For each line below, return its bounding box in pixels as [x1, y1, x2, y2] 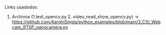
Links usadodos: [4, 4, 38, 10]
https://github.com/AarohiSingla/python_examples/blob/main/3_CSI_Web [11, 19, 161, 25]
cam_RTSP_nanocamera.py [11, 24, 68, 30]
